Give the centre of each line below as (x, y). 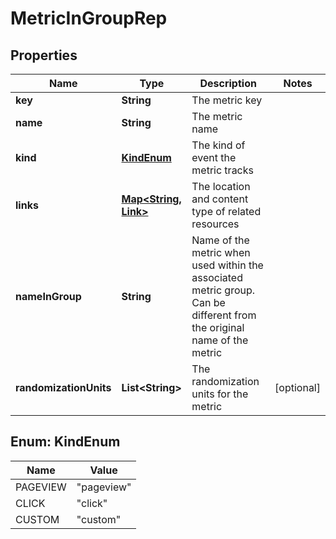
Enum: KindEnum (65, 442)
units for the (220, 394)
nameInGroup (48, 296)
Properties (44, 55)
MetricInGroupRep (89, 18)
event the (214, 157)
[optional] (297, 387)
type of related (226, 211)
